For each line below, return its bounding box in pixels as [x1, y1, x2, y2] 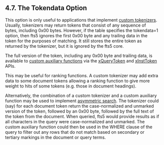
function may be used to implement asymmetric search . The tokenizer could [5, 98, 159, 104]
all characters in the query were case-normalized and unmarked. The [5, 118, 145, 124]
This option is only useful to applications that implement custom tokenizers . [5, 17, 158, 23]
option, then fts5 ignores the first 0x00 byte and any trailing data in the [5, 32, 148, 38]
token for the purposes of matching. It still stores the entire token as [5, 38, 142, 44]
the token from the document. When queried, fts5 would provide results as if [5, 113, 159, 119]
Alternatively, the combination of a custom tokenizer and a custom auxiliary [5, 92, 157, 98]
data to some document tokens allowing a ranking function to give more [5, 78, 150, 84]
